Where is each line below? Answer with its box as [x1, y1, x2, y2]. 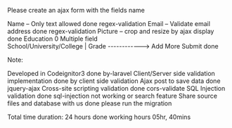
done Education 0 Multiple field [7, 34, 98, 43]
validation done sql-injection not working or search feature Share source [7, 91, 218, 100]
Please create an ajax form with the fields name [7, 6, 146, 14]
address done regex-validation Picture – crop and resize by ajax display [7, 27, 214, 35]
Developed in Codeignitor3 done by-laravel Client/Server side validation [7, 70, 216, 77]
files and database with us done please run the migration [7, 99, 172, 108]
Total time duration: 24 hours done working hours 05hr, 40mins [7, 113, 191, 121]
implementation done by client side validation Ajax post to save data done [7, 77, 221, 85]
